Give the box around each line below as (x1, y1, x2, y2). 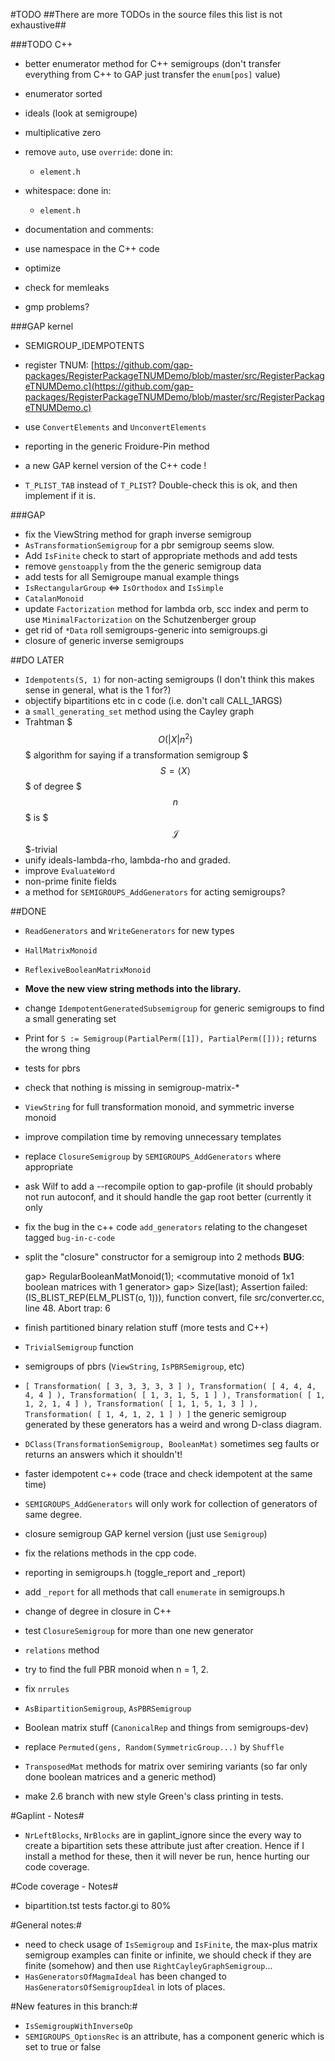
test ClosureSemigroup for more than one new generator (24, 1624, 254, 1636)
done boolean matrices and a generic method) (24, 1770, 217, 1783)
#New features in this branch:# (10, 2000, 138, 2012)
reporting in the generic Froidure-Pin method (24, 440, 210, 452)
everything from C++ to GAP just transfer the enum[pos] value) (24, 69, 281, 80)
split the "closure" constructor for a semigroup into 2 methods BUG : (24, 1250, 305, 1263)
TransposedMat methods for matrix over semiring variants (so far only (24, 1760, 308, 1772)
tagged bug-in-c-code (24, 1231, 116, 1243)
